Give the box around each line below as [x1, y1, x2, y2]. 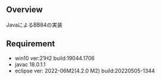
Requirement [6, 39, 55, 49]
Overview [6, 5, 43, 15]
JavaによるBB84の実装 [6, 21, 62, 28]
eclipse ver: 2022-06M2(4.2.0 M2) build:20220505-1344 [14, 67, 156, 74]
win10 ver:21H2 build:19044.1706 [14, 55, 95, 62]
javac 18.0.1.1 [14, 60, 46, 68]
